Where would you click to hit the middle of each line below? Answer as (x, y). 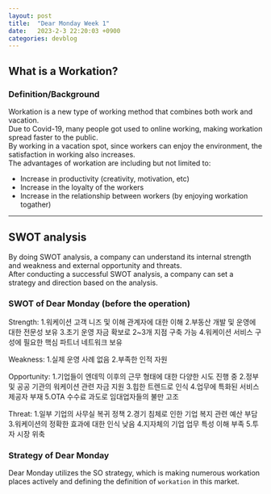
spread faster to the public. (53, 137)
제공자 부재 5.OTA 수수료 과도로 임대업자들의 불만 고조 (94, 397)
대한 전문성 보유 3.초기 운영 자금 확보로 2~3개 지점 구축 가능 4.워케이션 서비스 (131, 333)
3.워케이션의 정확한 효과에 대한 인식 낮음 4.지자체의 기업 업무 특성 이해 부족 (126, 424)
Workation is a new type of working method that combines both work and (131, 111)
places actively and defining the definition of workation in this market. (124, 482)
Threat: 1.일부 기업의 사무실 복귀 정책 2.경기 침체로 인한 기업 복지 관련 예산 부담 (133, 414)
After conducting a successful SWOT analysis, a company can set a (121, 274)
